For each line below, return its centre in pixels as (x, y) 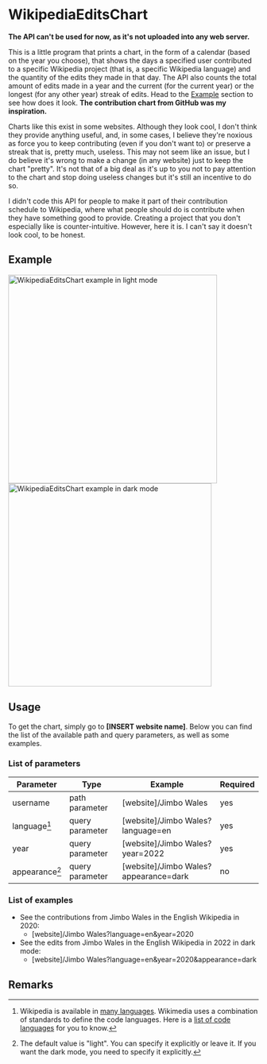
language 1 (32, 826)
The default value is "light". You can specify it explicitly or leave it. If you (138, 1043)
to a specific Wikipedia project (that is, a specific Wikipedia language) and (130, 68)
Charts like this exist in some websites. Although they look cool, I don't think (133, 126)
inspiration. (28, 111)
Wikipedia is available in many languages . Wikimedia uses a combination (139, 1011)
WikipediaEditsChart (78, 15)
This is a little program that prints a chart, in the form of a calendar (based (129, 52)
